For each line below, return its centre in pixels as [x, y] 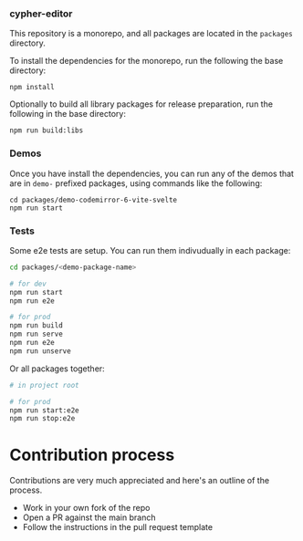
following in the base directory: [68, 114]
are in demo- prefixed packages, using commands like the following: [136, 183]
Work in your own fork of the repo [86, 508]
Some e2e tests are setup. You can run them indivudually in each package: [150, 250]
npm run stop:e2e [42, 419]
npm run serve [37, 334]
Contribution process [92, 455]
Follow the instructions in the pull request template [117, 527]
